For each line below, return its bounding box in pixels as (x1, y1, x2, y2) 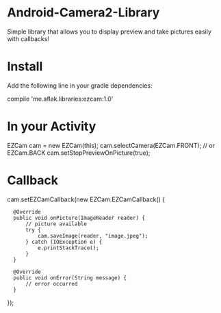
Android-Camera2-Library (7, 5, 160, 21)
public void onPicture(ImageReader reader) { (13, 214, 146, 221)
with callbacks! (7, 34, 50, 42)
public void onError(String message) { (13, 274, 127, 281)
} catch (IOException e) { (25, 238, 103, 245)
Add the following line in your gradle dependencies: (7, 81, 153, 90)
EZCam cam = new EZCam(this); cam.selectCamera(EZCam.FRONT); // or (7, 141, 216, 149)
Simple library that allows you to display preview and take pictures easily (7, 27, 212, 36)
